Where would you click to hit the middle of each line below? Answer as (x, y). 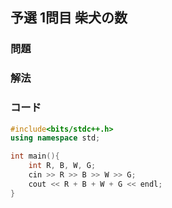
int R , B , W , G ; (62, 166)
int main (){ (35, 156)
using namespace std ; (55, 138)
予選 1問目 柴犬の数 (69, 18)
